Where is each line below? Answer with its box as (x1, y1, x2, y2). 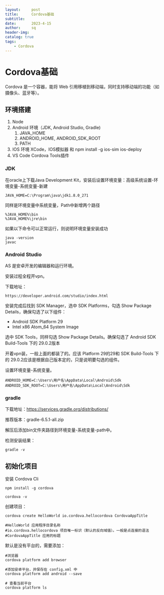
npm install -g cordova (5, 486, 54, 491)
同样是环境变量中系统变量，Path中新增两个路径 (5, 202, 100, 208)
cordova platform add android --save (5, 571, 82, 576)
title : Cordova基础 (5, 12, 54, 17)
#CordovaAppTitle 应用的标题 (5, 534, 61, 538)
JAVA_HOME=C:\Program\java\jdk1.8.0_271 (5, 193, 89, 198)
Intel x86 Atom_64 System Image (12, 324, 79, 330)
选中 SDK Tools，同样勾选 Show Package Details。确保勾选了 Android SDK (5, 334, 156, 340)
